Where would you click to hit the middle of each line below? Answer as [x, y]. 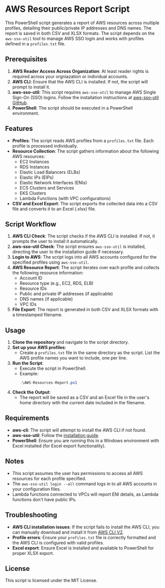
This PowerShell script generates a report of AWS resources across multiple [82, 23]
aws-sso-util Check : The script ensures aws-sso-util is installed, [79, 247]
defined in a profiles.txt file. [35, 43]
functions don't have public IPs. [44, 499]
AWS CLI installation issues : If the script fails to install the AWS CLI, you [86, 527]
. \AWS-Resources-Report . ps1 [48, 383]
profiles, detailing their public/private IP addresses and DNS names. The [78, 28]
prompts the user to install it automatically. [55, 241]
